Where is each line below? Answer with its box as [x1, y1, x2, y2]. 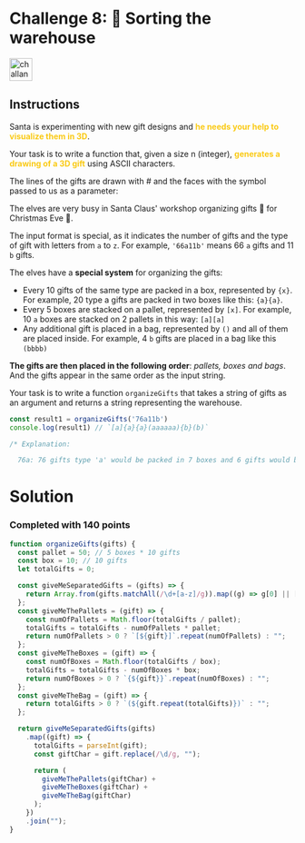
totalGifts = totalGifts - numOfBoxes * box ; [25, 665, 202, 675]
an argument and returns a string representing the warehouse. [9, 397, 242, 408]
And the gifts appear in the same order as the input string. [9, 370, 226, 381]
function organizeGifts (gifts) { [9, 540, 136, 549]
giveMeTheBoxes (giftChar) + [42, 783, 148, 792]
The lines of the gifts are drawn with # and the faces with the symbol [9, 175, 267, 186]
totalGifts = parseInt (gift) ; [33, 740, 148, 750]
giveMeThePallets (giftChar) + [42, 774, 156, 784]
